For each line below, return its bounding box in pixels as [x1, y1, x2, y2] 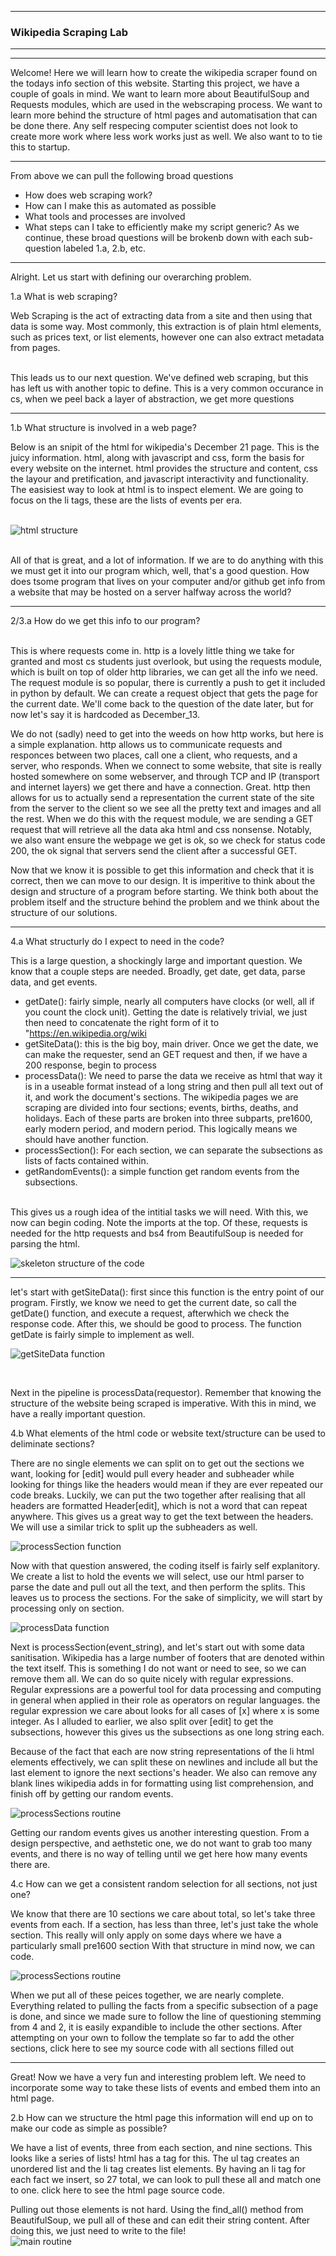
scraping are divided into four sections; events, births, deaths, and [24, 1102, 299, 1114]
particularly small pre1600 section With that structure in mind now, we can [10, 1940, 316, 1952]
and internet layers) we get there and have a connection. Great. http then [10, 781, 311, 793]
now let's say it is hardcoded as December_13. [10, 709, 201, 721]
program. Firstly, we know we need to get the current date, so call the [10, 1297, 297, 1309]
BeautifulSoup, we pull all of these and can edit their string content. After [10, 2214, 311, 2226]
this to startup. [10, 141, 71, 153]
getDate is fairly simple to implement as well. [10, 1329, 195, 1341]
